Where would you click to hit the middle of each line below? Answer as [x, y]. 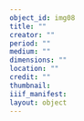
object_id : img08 [42, 18]
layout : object [38, 102]
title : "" [28, 26]
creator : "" [32, 35]
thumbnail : [30, 86]
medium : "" [30, 52]
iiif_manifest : [38, 94]
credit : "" [30, 77]
